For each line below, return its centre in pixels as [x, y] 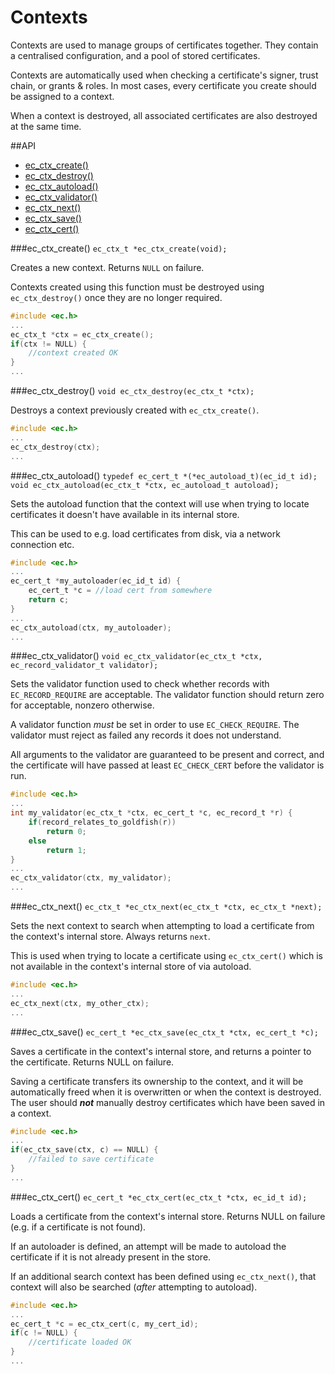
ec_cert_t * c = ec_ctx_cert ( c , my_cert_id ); [104, 1324]
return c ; [49, 600]
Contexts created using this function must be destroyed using [137, 287]
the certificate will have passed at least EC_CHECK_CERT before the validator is [167, 765]
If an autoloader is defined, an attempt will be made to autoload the [148, 1246]
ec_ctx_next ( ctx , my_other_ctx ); [80, 1003]
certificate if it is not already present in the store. [111, 1257]
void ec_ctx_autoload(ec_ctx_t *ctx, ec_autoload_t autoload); [145, 485]
